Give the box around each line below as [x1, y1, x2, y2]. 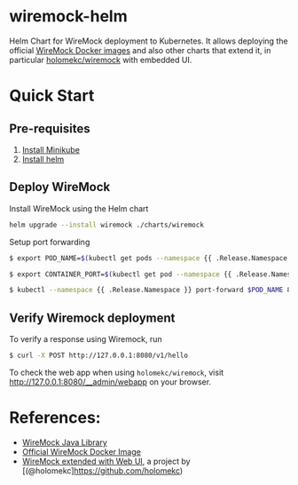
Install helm [21, 154, 65, 164]
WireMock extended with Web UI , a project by [21, 456, 191, 466]
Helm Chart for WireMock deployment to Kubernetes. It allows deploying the [9, 36, 288, 46]
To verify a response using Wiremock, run [9, 334, 162, 345]
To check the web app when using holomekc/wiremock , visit [9, 367, 224, 378]
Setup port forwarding [9, 236, 90, 247]
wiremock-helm [9, 6, 128, 27]
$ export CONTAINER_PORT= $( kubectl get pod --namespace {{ [9, 269, 232, 279]
